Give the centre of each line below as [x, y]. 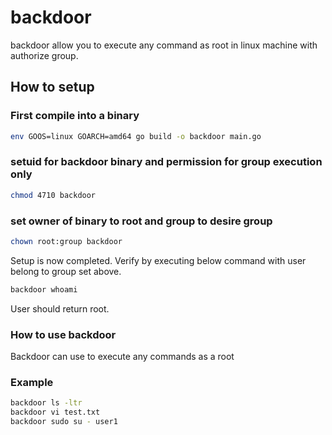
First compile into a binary [75, 116]
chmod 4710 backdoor [53, 195]
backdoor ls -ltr [46, 403]
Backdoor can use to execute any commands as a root [122, 357]
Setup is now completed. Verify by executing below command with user [158, 260]
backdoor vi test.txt [55, 412]
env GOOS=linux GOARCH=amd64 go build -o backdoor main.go [136, 136]
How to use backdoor [63, 334]
